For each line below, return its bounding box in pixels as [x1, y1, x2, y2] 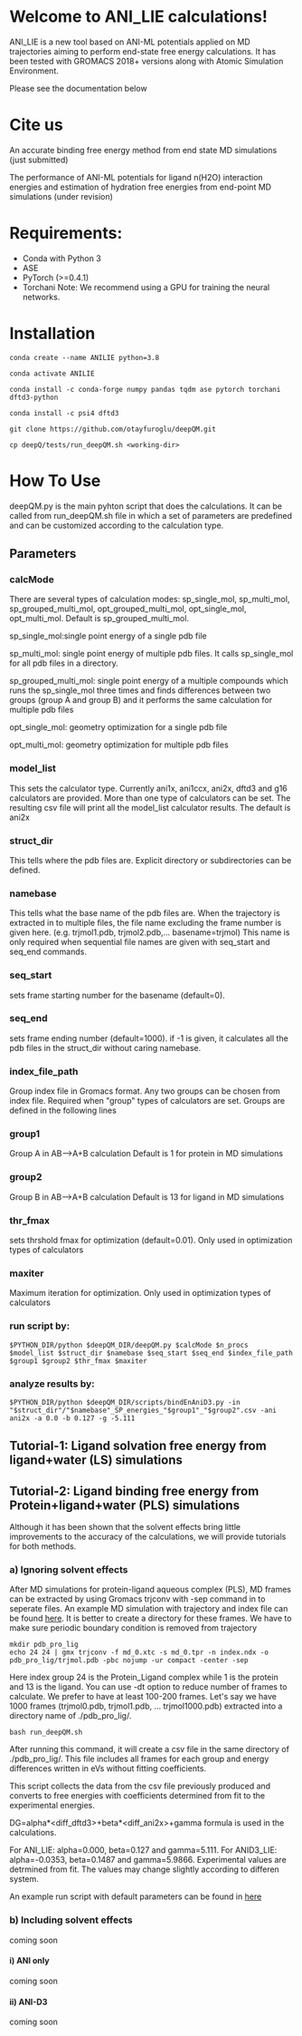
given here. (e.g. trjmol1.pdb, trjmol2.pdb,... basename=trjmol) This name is [9, 927, 290, 938]
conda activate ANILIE [9, 369, 95, 378]
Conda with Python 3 [22, 252, 101, 264]
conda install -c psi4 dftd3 [9, 408, 119, 418]
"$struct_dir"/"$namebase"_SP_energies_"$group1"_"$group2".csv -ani [9, 1406, 278, 1415]
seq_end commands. [9, 946, 88, 958]
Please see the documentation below [9, 83, 147, 93]
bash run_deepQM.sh [9, 1728, 83, 1738]
